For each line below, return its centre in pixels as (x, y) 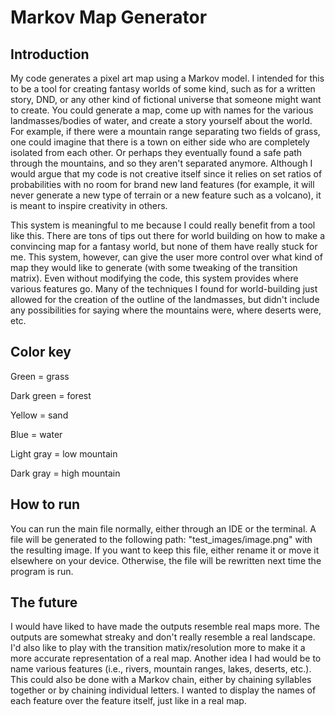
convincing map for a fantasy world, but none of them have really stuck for (164, 246)
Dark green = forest (51, 395)
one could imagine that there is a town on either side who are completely (160, 142)
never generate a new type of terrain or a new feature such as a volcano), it (166, 195)
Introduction (50, 54)
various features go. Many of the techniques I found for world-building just (164, 289)
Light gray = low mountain (64, 453)
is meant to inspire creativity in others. (89, 205)
